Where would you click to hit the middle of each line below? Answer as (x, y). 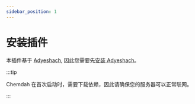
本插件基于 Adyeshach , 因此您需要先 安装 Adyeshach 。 (73, 60)
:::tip (12, 72)
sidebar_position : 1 (32, 12)
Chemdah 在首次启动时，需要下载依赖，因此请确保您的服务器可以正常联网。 (99, 84)
